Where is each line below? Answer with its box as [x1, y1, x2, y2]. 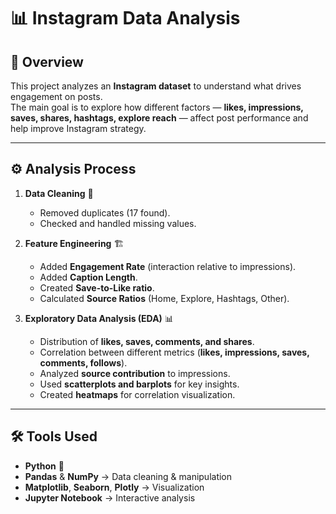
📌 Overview [10, 53, 84, 70]
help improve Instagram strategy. [10, 123, 147, 134]
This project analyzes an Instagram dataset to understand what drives [10, 80, 302, 92]
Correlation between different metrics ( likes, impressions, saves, [39, 346, 310, 358]
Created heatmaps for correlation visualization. [39, 388, 236, 400]
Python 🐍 [24, 460, 65, 472]
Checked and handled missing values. [39, 217, 197, 229]
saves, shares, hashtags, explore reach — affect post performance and [10, 112, 309, 124]
